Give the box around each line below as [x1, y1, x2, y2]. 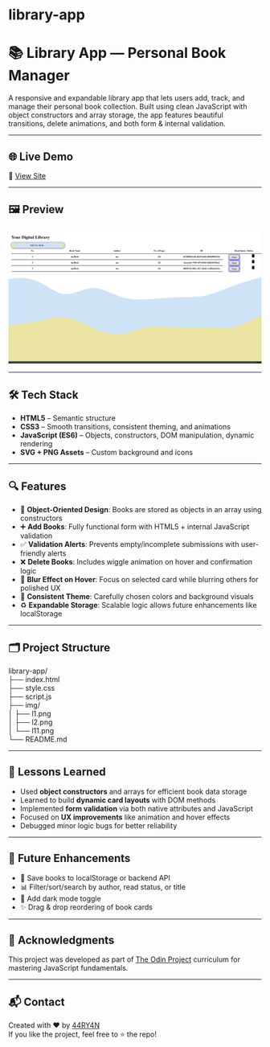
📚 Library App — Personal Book [8, 44, 227, 62]
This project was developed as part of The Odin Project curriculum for [8, 955, 241, 964]
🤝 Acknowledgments [8, 933, 115, 946]
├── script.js [8, 692, 52, 701]
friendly [19, 548, 47, 558]
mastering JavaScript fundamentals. [8, 963, 129, 973]
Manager [8, 67, 70, 85]
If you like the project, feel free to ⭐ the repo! [8, 1029, 157, 1039]
